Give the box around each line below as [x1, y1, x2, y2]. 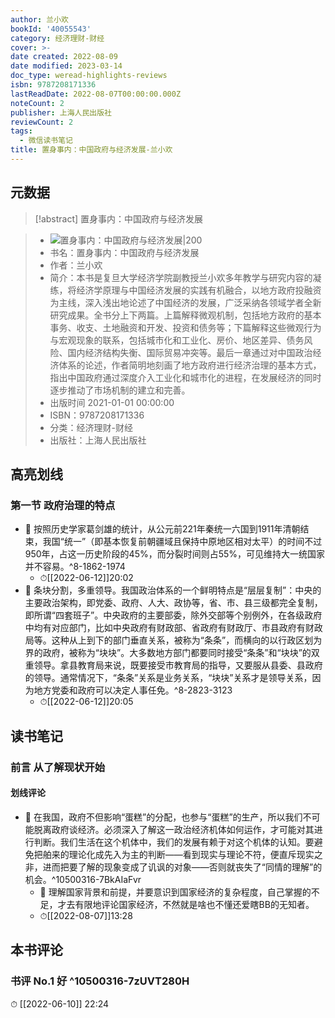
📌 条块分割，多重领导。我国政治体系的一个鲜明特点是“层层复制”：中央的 [24, 584, 322, 596]
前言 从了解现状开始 [10, 760, 106, 774]
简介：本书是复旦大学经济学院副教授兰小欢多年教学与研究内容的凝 [49, 271, 322, 283]
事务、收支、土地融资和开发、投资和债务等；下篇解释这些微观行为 [49, 321, 322, 333]
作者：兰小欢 [49, 259, 103, 271]
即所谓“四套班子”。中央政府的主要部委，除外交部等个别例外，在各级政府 [24, 609, 323, 621]
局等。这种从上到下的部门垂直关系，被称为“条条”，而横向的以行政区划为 [24, 634, 323, 646]
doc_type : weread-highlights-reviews [10, 71, 168, 81]
